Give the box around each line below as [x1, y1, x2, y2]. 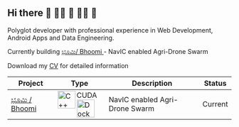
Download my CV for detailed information [7, 61, 129, 70]
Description [132, 78, 173, 88]
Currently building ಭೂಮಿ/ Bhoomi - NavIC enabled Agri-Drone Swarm [7, 47, 208, 55]
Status [203, 78, 227, 88]
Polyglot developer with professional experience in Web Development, [7, 26, 213, 34]
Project [18, 78, 44, 88]
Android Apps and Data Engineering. [7, 33, 115, 42]
